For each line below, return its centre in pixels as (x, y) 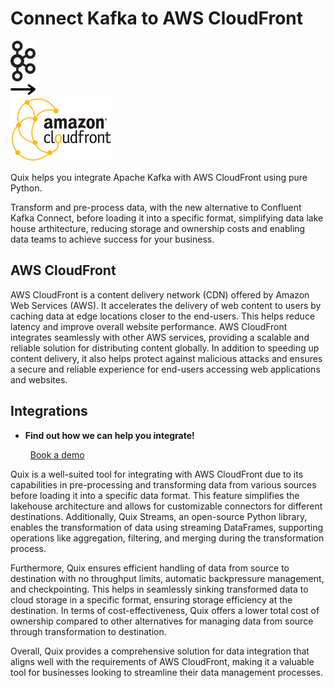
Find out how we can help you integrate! (109, 435)
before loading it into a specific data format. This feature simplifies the (155, 495)
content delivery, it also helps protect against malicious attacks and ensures (166, 358)
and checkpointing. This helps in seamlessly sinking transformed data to (159, 589)
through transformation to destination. (88, 631)
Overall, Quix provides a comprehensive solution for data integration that (160, 651)
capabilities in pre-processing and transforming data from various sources (163, 484)
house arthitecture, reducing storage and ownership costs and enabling (158, 228)
